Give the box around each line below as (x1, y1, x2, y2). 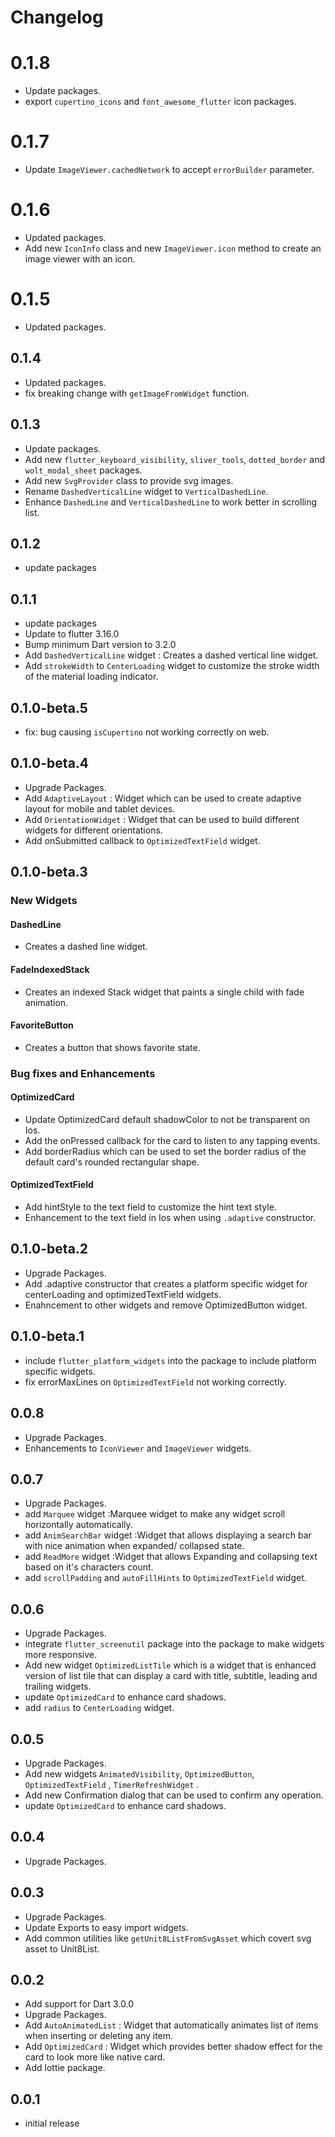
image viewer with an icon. (24, 253, 136, 265)
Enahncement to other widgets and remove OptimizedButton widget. (24, 1299, 308, 1311)
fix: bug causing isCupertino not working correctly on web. (24, 726, 270, 738)
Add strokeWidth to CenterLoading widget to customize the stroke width (24, 660, 320, 672)
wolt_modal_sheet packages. (24, 464, 143, 476)
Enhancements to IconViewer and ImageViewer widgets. (24, 1442, 252, 1454)
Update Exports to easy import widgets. (24, 1921, 189, 1933)
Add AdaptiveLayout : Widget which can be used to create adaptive (24, 792, 302, 804)
